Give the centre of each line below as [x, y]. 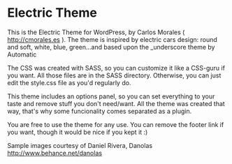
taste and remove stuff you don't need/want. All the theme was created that [116, 103]
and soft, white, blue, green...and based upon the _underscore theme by [111, 47]
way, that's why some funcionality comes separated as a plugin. [100, 111]
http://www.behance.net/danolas [55, 153]
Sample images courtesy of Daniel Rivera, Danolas [80, 145]
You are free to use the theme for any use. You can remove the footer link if [116, 124]
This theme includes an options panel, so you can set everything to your [111, 96]
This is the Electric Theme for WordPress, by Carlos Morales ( [96, 32]
